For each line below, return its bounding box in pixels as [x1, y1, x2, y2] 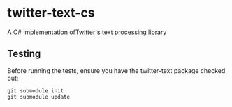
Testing [7, 48, 41, 60]
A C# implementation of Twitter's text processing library [7, 28, 167, 36]
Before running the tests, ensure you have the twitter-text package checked [7, 66, 226, 74]
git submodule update [7, 93, 71, 100]
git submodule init [7, 87, 64, 94]
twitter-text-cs [7, 5, 96, 21]
